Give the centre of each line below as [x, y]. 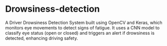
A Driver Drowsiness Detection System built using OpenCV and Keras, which [84, 23]
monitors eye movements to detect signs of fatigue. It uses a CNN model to [83, 27]
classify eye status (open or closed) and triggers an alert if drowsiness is [80, 33]
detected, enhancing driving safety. [42, 38]
